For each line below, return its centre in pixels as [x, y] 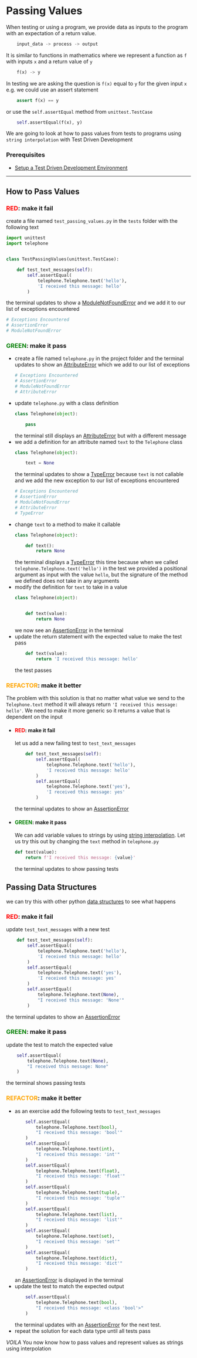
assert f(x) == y [38, 100]
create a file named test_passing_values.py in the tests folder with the [92, 221]
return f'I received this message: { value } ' [81, 858]
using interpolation [29, 1348]
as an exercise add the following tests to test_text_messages [88, 1111]
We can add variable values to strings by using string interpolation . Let [100, 835]
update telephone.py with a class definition [67, 403]
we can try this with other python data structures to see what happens [91, 901]
